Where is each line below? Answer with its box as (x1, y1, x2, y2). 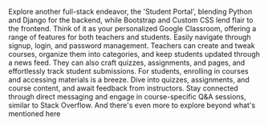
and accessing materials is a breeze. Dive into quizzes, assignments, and (8, 75, 250, 84)
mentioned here (8, 109, 61, 119)
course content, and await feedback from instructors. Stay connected (8, 83, 238, 93)
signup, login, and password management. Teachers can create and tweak (8, 41, 255, 50)
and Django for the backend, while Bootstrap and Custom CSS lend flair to (8, 15, 254, 25)
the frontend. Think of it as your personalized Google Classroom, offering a (8, 24, 257, 33)
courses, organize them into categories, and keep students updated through (8, 50, 261, 58)
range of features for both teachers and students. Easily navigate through (8, 32, 251, 42)
